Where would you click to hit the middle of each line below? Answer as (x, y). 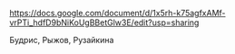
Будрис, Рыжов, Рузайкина (62, 40)
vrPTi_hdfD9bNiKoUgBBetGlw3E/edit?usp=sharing (104, 22)
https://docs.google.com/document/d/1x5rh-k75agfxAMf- (117, 13)
